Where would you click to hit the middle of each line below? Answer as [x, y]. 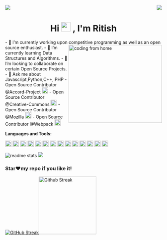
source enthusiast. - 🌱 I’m [32, 47]
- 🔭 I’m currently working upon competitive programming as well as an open [83, 42]
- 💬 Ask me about [23, 74]
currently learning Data [29, 53]
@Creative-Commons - [33, 104]
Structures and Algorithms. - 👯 [37, 58]
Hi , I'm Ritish [83, 29]
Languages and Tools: [29, 133]
